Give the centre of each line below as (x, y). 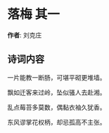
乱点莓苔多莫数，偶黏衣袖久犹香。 (57, 107)
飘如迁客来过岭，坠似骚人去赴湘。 (57, 92)
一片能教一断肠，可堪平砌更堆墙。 (57, 77)
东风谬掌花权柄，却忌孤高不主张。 (57, 122)
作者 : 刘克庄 (25, 35)
